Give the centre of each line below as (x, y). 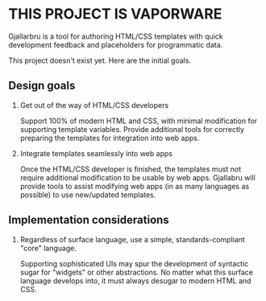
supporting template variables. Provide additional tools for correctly (132, 129)
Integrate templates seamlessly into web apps (96, 153)
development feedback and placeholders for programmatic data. (116, 44)
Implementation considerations (89, 220)
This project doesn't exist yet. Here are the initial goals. (100, 60)
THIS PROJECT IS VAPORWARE (115, 14)
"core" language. (48, 248)
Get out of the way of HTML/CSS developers (94, 105)
